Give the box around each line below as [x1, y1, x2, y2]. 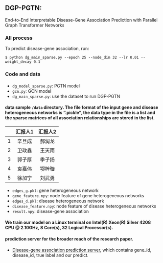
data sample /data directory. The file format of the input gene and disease [5, 105, 159, 110]
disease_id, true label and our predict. [12, 252, 89, 258]
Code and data [5, 71, 41, 78]
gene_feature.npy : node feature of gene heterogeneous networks [12, 192, 144, 198]
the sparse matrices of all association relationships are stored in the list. [5, 115, 155, 121]
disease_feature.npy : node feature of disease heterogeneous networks [12, 203, 157, 209]
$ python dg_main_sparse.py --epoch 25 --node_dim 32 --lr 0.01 [5, 55, 139, 60]
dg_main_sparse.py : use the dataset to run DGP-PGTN [12, 93, 120, 99]
